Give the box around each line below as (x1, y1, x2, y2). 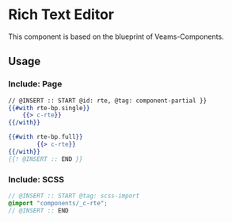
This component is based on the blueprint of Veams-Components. (8, 32, 224, 41)
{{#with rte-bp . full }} (8, 133, 83, 141)
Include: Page (8, 78, 63, 90)
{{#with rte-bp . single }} (8, 104, 90, 112)
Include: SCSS (8, 174, 65, 185)
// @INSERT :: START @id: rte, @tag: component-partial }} (8, 97, 207, 105)
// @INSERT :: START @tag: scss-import (8, 192, 140, 200)
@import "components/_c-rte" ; (8, 199, 108, 207)
